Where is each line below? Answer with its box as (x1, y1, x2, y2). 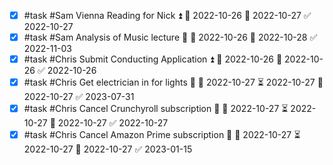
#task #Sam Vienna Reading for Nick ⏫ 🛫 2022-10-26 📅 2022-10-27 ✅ (23, 10, 312, 21)
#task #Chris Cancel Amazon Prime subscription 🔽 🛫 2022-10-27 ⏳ (23, 129, 301, 141)
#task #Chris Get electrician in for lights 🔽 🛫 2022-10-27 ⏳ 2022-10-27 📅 (23, 76, 324, 89)
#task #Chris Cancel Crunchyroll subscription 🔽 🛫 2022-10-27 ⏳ (23, 103, 289, 115)
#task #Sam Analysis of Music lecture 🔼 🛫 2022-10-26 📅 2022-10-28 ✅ (23, 31, 318, 44)
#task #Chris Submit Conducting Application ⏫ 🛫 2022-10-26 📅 (23, 53, 283, 65)
